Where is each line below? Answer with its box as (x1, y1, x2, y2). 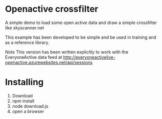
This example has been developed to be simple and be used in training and (5, 34, 157, 40)
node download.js (12, 103, 48, 109)
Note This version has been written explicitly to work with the (5, 49, 129, 55)
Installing (5, 77, 44, 88)
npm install (12, 98, 35, 104)
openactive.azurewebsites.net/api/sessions (5, 59, 93, 65)
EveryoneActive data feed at (5, 54, 62, 60)
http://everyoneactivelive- (63, 54, 116, 60)
